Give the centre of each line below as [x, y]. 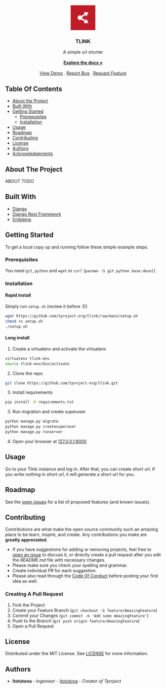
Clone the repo [27, 373]
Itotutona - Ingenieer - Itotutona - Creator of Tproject [67, 681]
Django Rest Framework [37, 214]
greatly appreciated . [26, 540]
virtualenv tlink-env [27, 358]
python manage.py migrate [32, 421]
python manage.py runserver [34, 432]
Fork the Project [29, 605]
